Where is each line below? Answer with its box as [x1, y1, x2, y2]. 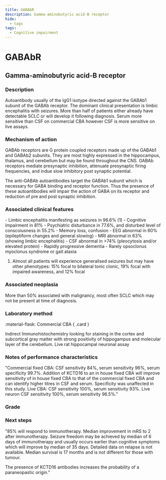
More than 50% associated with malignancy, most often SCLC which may [5, 292, 155, 298]
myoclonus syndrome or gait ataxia [5, 248, 77, 255]
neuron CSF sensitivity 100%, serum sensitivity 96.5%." [5, 391, 119, 397]
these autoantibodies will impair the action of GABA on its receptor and [5, 189, 150, 194]
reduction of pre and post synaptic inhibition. [5, 193, 97, 199]
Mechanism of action [5, 136, 57, 143]
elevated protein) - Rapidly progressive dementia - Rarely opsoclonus [5, 243, 147, 249]
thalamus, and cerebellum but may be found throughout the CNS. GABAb [5, 158, 154, 164]
